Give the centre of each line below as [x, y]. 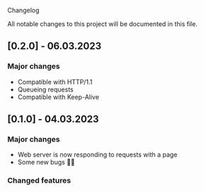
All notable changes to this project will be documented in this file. [103, 24]
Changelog [23, 10]
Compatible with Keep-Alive [58, 97]
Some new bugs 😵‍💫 [46, 162]
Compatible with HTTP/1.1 [55, 81]
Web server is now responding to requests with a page [97, 154]
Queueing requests [46, 89]
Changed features [39, 181]
